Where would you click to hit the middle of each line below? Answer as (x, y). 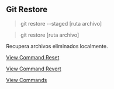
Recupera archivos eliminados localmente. (57, 46)
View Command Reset (33, 57)
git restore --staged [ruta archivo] (61, 23)
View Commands (27, 80)
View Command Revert (34, 69)
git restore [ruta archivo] (50, 35)
